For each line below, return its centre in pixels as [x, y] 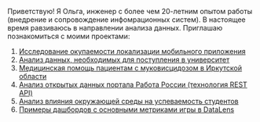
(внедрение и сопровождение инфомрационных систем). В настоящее [126, 20]
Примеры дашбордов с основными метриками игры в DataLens [126, 109]
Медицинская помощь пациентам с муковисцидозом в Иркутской [130, 68]
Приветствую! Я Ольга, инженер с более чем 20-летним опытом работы [130, 11]
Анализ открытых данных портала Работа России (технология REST [133, 84]
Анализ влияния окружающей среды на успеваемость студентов [128, 101]
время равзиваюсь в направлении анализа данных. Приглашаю [115, 28]
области [33, 76]
